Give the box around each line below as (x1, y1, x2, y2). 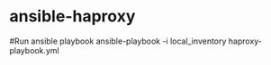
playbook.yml (9, 45, 60, 55)
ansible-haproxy (9, 6, 136, 27)
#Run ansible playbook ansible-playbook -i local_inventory (9, 36, 227, 46)
